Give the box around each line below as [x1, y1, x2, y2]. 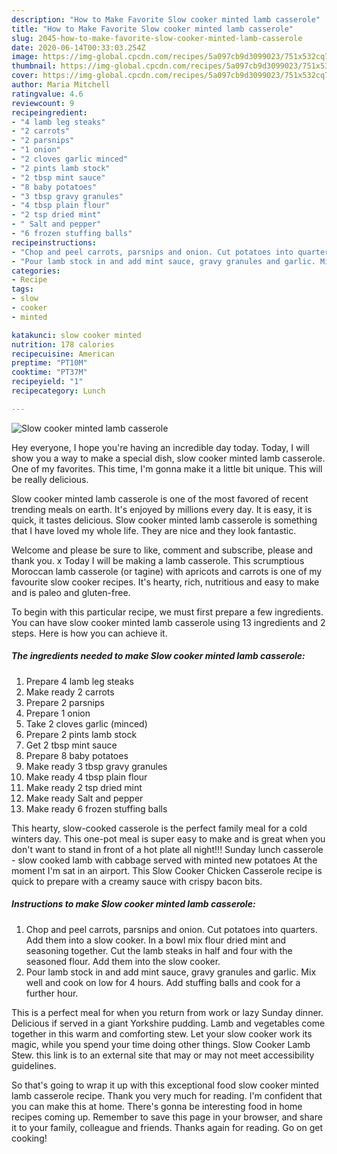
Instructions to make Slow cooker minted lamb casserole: [11, 898, 256, 910]
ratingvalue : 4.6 [11, 89, 84, 99]
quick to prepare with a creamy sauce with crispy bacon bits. [11, 875, 263, 887]
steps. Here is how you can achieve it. [11, 627, 168, 639]
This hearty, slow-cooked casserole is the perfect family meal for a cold [11, 822, 308, 834]
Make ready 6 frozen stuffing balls [25, 802, 168, 815]
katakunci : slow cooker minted [11, 330, 142, 340]
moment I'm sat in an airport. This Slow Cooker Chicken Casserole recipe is [11, 864, 323, 876]
